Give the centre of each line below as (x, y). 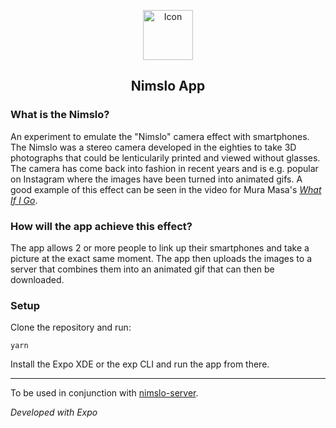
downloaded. (37, 279)
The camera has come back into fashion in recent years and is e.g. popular (164, 168)
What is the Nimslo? (60, 115)
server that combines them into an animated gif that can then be (142, 269)
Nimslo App (168, 86)
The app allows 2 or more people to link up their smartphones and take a (160, 247)
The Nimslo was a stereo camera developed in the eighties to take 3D (153, 147)
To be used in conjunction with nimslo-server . (104, 393)
